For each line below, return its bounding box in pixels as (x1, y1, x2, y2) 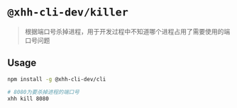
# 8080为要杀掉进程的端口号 (7, 88, 79, 95)
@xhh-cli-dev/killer (7, 6, 129, 19)
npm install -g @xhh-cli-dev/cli (7, 76, 106, 83)
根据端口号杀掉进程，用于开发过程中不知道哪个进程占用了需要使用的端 (24, 27, 231, 35)
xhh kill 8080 (7, 95, 50, 102)
